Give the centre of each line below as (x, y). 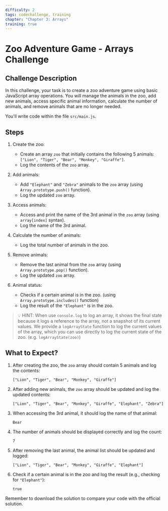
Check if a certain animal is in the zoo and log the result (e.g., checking (86, 474)
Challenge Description (41, 78)
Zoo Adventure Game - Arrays (69, 49)
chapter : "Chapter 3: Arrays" (37, 19)
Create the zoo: (29, 144)
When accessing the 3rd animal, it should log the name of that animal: (85, 413)
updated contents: (31, 394)
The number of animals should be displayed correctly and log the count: (87, 432)
